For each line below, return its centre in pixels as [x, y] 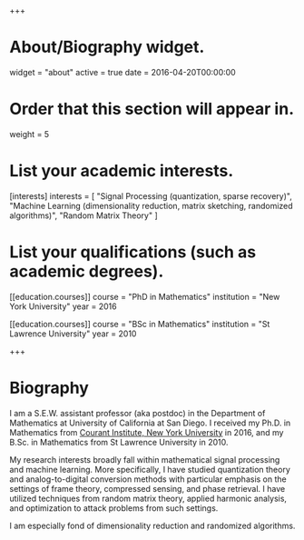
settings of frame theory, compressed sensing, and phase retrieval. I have [147, 488]
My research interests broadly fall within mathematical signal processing [145, 459]
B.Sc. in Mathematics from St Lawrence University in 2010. [119, 442]
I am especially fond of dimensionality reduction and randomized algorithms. [152, 525]
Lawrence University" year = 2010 [73, 334]
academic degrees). [87, 271]
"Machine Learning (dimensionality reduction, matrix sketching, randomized [151, 205]
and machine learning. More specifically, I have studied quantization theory [150, 469]
